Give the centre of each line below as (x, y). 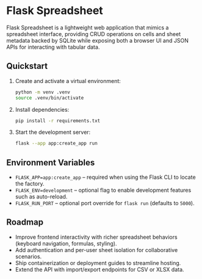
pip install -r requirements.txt (58, 121)
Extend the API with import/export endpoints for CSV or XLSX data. (99, 269)
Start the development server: (53, 132)
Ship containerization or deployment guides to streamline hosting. (98, 263)
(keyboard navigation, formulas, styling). (66, 243)
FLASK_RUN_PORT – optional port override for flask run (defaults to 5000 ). (105, 203)
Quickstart (27, 66)
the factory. (30, 184)
